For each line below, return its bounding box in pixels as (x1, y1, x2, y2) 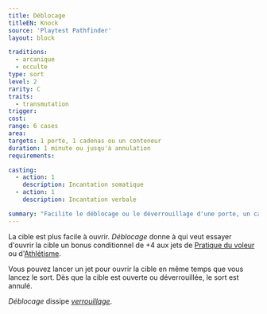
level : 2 (8, 77, 37, 86)
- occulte (15, 63, 48, 72)
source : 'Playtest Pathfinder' (8, 26, 112, 34)
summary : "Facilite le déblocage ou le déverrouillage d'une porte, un (8, 210, 250, 218)
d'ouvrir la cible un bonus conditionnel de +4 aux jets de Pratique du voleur (8, 240, 255, 250)
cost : (8, 114, 26, 123)
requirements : (8, 152, 56, 160)
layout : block (8, 33, 56, 42)
